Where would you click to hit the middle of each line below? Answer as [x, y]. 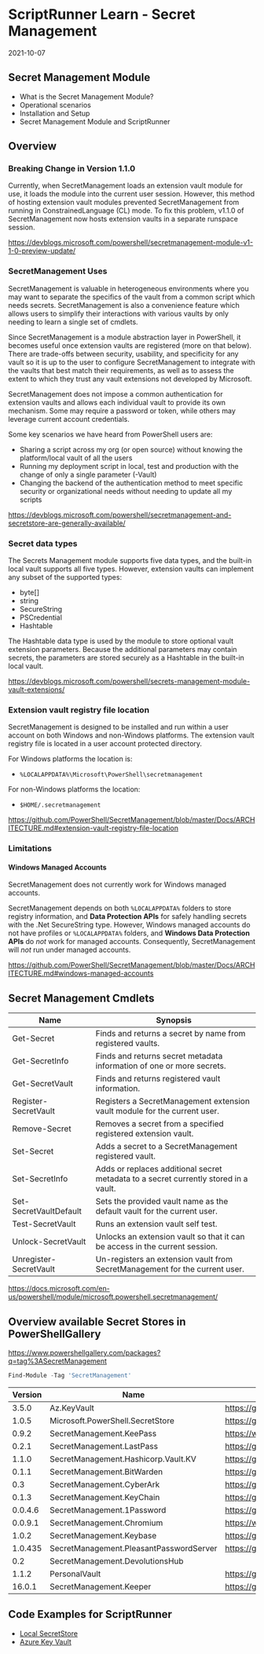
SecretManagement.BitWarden [106, 1472]
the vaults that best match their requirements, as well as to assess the [121, 370]
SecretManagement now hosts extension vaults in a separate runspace [123, 219]
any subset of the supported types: [65, 577]
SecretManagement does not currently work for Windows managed [117, 884]
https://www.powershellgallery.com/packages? [84, 1353]
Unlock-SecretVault [49, 1242]
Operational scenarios [55, 104]
